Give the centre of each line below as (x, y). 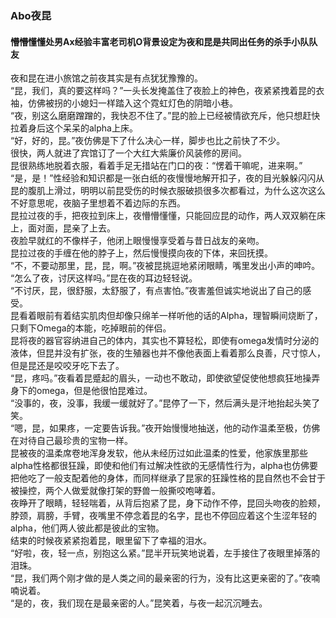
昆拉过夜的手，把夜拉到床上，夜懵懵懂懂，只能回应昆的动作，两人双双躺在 (163, 216)
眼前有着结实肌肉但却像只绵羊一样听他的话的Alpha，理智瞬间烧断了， (179, 316)
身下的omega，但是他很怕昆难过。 (81, 391)
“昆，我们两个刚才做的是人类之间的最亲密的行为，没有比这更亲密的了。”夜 (161, 578)
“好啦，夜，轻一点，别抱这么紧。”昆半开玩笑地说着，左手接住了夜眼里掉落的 (165, 553)
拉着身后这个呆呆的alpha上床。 (74, 128)
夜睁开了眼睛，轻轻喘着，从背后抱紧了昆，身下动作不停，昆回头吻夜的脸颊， (168, 503)
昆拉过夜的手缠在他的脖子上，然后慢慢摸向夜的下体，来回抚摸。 (141, 253)
